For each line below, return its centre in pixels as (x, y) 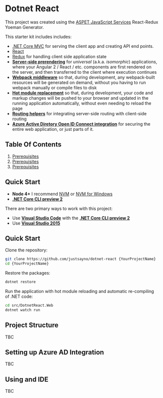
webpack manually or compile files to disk (54, 87)
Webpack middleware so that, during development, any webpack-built (83, 77)
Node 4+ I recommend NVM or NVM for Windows (62, 194)
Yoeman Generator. (24, 27)
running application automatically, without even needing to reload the (81, 103)
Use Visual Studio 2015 (36, 223)
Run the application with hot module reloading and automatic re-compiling (80, 291)
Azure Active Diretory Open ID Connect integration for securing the (81, 124)
